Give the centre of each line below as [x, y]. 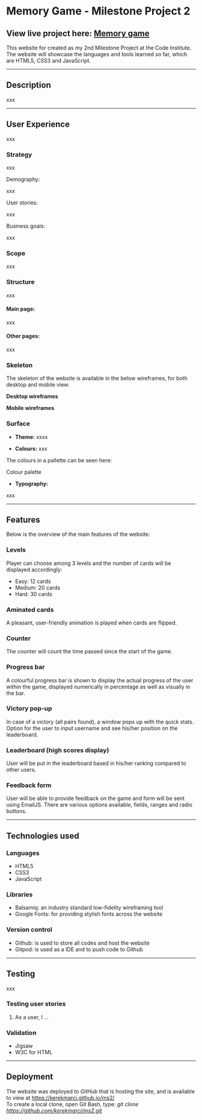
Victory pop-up [29, 708]
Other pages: [23, 336]
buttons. [17, 811]
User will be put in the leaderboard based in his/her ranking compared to [96, 763]
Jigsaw [24, 1046]
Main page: [20, 309]
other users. [21, 770]
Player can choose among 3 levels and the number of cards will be [89, 563]
